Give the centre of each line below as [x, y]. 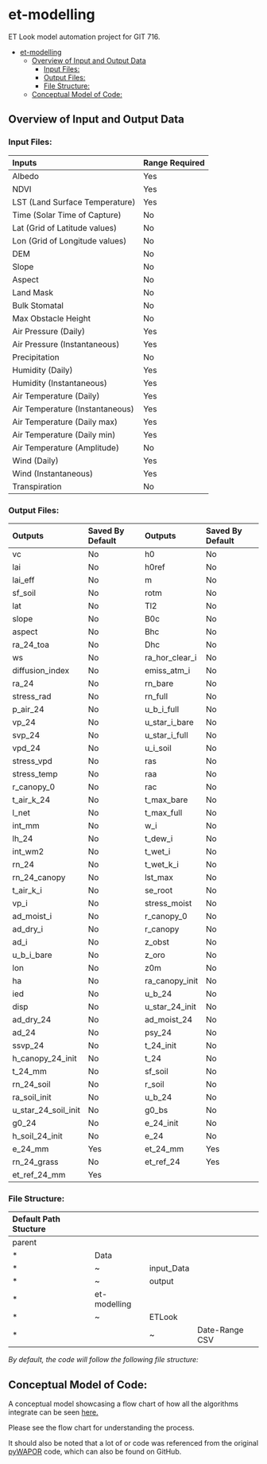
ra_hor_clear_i [170, 657]
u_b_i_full [162, 709]
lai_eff [23, 580]
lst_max [159, 877]
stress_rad [32, 696]
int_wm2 [28, 851]
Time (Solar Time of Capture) [67, 215]
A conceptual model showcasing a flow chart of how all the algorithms [123, 1404]
